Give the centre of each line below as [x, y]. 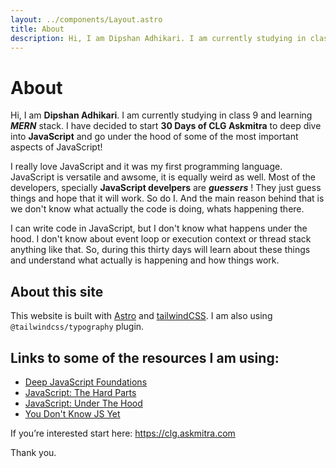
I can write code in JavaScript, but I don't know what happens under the [159, 228]
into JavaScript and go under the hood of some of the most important [154, 137]
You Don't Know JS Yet [72, 413]
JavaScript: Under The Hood [83, 403]
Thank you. [33, 452]
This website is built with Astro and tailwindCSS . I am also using [141, 316]
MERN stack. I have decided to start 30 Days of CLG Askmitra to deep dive [166, 126]
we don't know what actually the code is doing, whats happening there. [157, 209]
